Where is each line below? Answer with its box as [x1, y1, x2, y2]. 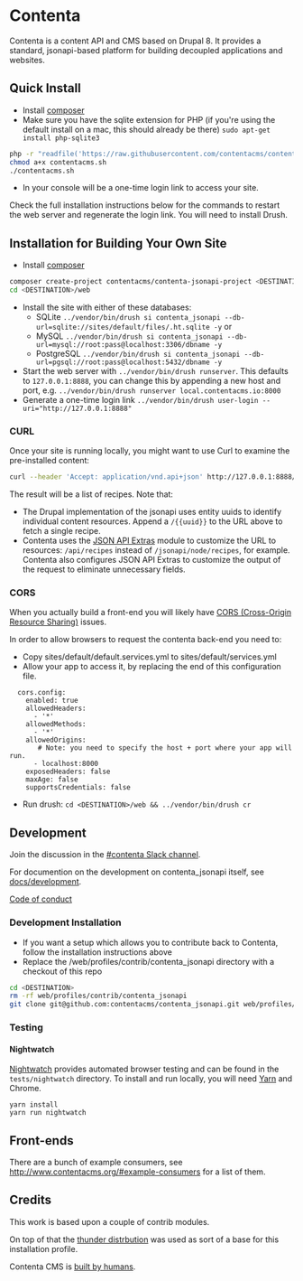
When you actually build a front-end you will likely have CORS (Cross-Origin [9, 607, 291, 618]
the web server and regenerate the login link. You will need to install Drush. [9, 210, 289, 220]
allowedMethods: [25, 720, 87, 729]
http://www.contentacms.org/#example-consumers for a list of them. [9, 1166, 266, 1177]
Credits [9, 1192, 52, 1208]
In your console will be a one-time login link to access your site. [22, 182, 259, 193]
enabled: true [25, 697, 78, 706]
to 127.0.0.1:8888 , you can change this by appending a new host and [22, 375, 281, 386]
